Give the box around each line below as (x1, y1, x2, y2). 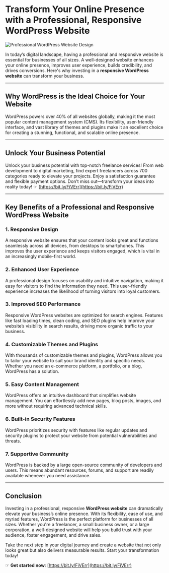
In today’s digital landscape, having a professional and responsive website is (5, 51, 163, 57)
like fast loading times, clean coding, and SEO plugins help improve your (5, 317, 155, 324)
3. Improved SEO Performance (5, 301, 81, 308)
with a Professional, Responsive (5, 14, 142, 26)
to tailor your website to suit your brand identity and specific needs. (5, 358, 145, 364)
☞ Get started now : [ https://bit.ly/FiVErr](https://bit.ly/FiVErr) (5, 562, 132, 568)
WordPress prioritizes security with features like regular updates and (5, 427, 147, 433)
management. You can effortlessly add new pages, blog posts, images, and (5, 398, 161, 404)
